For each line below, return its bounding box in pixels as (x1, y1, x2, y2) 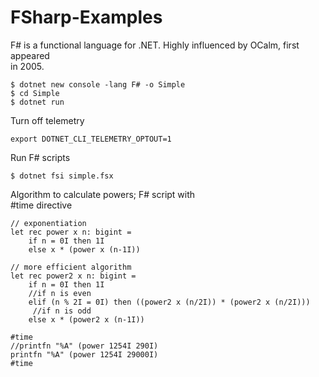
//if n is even (28, 288, 92, 298)
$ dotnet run (10, 97, 65, 107)
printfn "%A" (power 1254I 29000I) (10, 349, 159, 360)
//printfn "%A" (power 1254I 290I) (10, 341, 159, 351)
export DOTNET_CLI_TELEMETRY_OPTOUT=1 (10, 134, 172, 144)
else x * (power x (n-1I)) (28, 244, 141, 255)
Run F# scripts (10, 151, 71, 163)
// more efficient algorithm (10, 262, 132, 272)
